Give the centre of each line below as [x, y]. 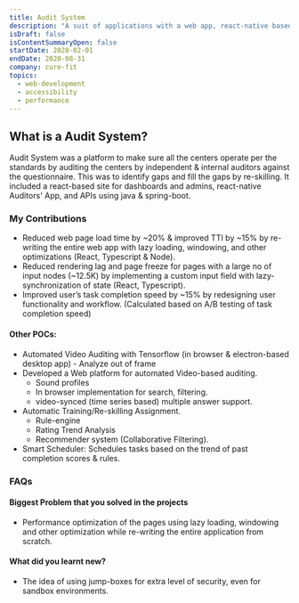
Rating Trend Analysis [75, 429]
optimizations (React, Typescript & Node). [99, 257]
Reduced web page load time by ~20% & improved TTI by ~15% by [145, 238]
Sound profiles [62, 382]
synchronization [52, 285]
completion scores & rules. [71, 458]
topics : [24, 76]
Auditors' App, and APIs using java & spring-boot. [100, 196]
